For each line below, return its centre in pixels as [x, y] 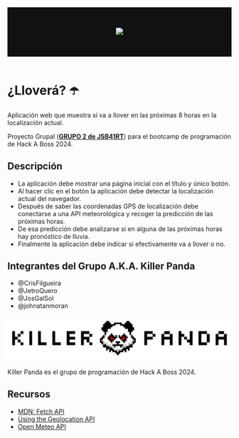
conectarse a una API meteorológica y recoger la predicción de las [115, 213]
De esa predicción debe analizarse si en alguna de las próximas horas [120, 229]
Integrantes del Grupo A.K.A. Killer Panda [101, 266]
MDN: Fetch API [41, 411]
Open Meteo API [42, 427]
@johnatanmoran [43, 306]
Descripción [35, 166]
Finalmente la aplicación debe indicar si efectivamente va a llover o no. [121, 244]
